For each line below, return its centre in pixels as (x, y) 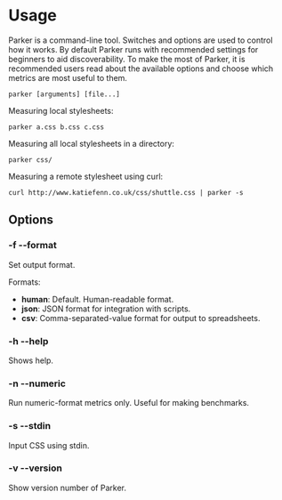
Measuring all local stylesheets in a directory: (92, 143)
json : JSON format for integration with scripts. (106, 309)
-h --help (28, 341)
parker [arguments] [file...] (64, 94)
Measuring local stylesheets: (61, 110)
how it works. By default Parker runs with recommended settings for (133, 49)
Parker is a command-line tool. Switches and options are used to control (141, 40)
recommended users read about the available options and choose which (141, 69)
